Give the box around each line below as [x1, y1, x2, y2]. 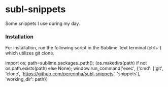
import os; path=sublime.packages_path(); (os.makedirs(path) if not [5, 60, 147, 66]
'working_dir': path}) [5, 76, 48, 82]
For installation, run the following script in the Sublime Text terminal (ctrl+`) [5, 45, 162, 51]
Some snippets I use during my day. [5, 20, 80, 26]
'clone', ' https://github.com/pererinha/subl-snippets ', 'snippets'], [5, 71, 141, 77]
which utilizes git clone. [5, 50, 55, 56]
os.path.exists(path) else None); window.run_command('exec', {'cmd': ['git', [5, 65, 163, 72]
